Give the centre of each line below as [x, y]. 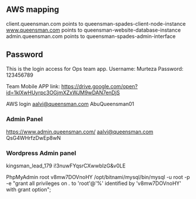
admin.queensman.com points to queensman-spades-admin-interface [91, 36]
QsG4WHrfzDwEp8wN [34, 138]
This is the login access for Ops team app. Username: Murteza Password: [95, 68]
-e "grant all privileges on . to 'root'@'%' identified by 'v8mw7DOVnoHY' [94, 183]
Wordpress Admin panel [41, 153]
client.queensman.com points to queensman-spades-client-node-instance [96, 23]
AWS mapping [33, 10]
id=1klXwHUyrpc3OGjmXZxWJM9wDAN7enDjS [63, 92]
